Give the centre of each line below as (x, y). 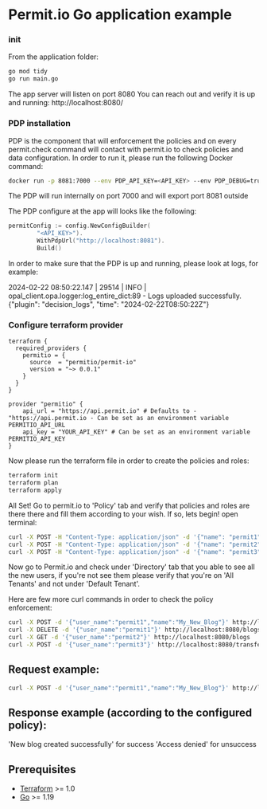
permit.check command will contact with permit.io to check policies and (126, 149)
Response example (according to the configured (130, 713)
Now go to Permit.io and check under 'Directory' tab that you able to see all (132, 567)
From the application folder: (54, 57)
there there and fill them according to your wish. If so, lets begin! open (123, 514)
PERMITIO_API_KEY (37, 439)
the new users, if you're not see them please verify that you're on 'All (121, 575)
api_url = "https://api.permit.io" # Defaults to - (110, 411)
